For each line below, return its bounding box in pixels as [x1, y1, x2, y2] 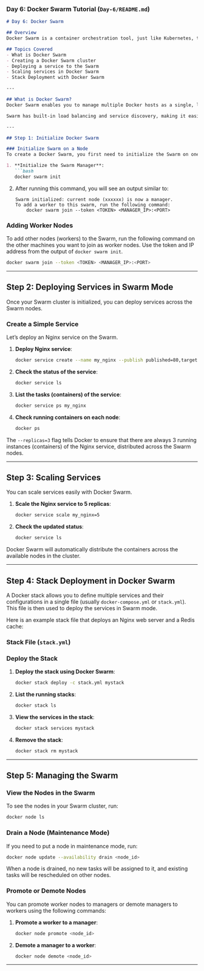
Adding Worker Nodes [6, 221, 73, 230]
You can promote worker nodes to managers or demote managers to [6, 901, 178, 908]
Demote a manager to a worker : [15, 941, 97, 949]
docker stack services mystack [15, 725, 95, 731]
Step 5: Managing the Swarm [6, 771, 118, 781]
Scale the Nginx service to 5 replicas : [15, 500, 111, 508]
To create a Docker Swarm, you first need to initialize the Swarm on [6, 151, 189, 158]
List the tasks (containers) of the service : [15, 390, 121, 398]
